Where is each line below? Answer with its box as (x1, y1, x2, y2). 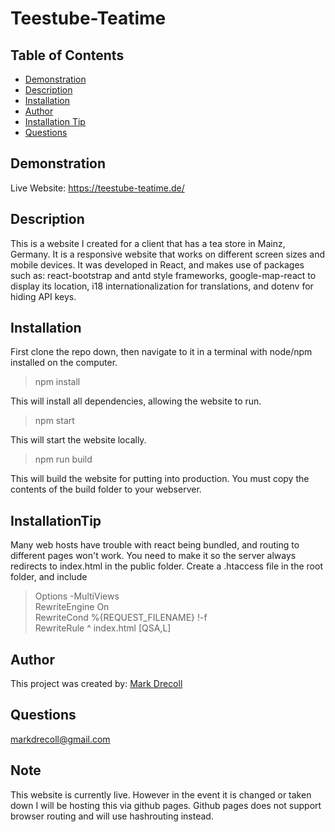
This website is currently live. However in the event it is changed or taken (10, 788, 312, 801)
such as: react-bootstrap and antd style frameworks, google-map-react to (10, 269, 317, 281)
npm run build (34, 453, 93, 466)
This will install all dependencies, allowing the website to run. (10, 395, 262, 407)
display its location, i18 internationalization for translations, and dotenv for (10, 280, 314, 292)
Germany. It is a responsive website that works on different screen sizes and (10, 248, 325, 260)
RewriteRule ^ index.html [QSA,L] (34, 622, 172, 634)
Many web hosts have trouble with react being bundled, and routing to (10, 539, 300, 551)
